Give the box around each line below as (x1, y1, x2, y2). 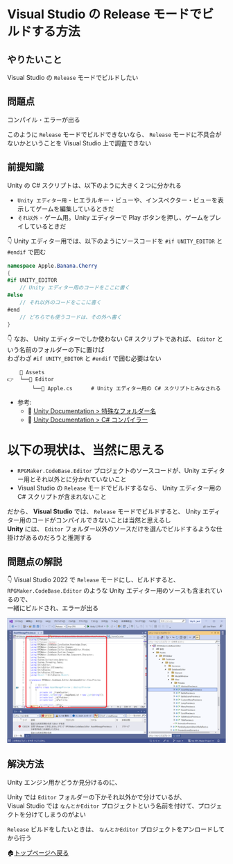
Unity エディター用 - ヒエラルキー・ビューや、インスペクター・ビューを (17, 195, 218, 204)
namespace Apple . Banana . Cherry (7, 262, 98, 269)
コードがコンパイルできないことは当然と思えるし (31, 516, 171, 525)
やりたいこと (7, 54, 62, 65)
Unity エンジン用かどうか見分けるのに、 (7, 778, 121, 786)
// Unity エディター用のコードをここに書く (19, 285, 130, 291)
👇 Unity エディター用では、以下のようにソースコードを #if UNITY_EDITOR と (7, 237, 223, 245)
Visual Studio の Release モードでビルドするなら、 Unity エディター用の (17, 484, 222, 493)
